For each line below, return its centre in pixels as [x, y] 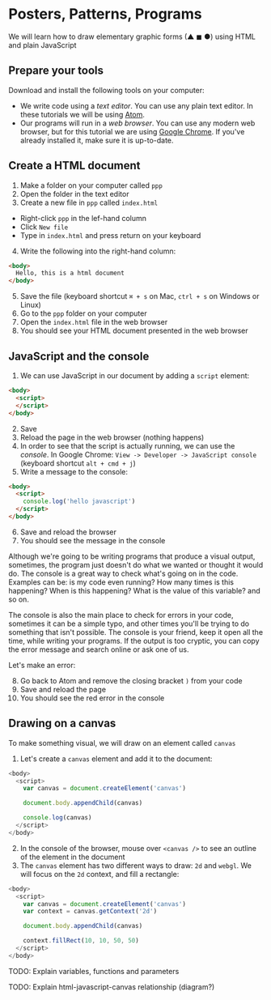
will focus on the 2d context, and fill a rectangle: [100, 874]
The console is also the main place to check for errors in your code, [121, 615]
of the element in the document [72, 857]
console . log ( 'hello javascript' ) [79, 502]
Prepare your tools [56, 71]
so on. [19, 599]
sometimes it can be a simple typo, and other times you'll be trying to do [129, 623]
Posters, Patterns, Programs [105, 14]
